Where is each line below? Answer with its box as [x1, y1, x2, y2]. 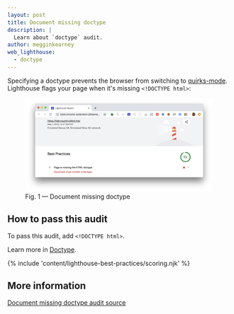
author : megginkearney [7, 41, 74, 49]
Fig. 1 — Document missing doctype [25, 192, 130, 201]
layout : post [7, 11, 46, 18]
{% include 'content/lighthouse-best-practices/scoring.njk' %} [7, 259, 190, 268]
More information [7, 279, 87, 291]
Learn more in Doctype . [7, 245, 77, 254]
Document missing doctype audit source [7, 298, 126, 307]
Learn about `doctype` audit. [13, 34, 103, 41]
